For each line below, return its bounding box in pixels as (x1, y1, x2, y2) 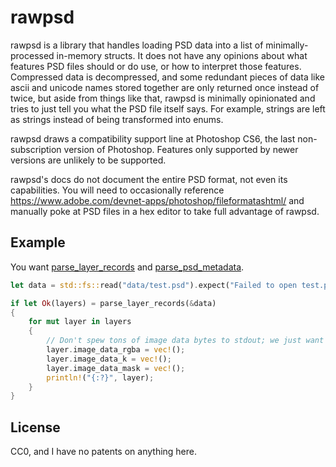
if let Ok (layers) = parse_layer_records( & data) (10, 298, 217, 308)
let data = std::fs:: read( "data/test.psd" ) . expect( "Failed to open (10, 280, 298, 290)
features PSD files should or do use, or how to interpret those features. (10, 60, 302, 72)
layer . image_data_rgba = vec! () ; (46, 345, 186, 355)
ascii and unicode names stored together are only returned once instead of (10, 81, 320, 93)
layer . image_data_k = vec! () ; (46, 354, 172, 364)
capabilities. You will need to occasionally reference (10, 184, 225, 196)
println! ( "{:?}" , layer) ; (46, 372, 155, 383)
